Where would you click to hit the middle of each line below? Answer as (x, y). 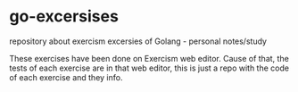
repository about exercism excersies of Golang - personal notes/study (138, 41)
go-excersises (64, 17)
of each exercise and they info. (66, 77)
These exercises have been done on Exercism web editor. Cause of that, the (149, 58)
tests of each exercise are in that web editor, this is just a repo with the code (149, 68)
